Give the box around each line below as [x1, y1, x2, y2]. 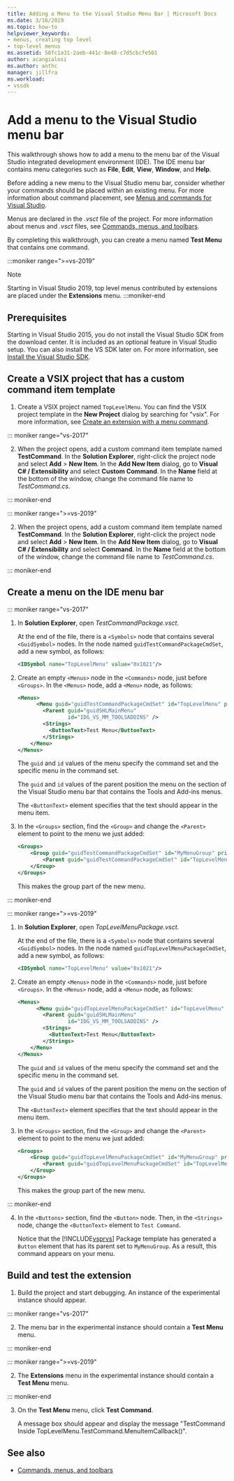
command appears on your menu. [17, 1249, 115, 1257]
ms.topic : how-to [7, 23, 58, 30]
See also [7, 1447, 45, 1459]
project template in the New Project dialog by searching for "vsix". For [17, 410, 220, 418]
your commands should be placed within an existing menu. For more [7, 187, 205, 195]
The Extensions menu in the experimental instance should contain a [17, 1371, 214, 1379]
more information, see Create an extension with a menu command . [17, 417, 210, 426]
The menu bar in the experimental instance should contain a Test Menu [17, 1323, 224, 1331]
